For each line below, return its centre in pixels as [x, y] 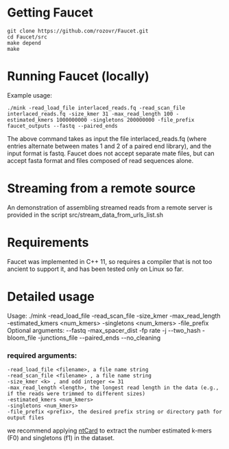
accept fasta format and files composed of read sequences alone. [100, 160]
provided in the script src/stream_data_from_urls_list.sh [85, 215]
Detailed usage [51, 296]
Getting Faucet [50, 13]
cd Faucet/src [27, 37]
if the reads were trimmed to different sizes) [76, 393]
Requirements [48, 243]
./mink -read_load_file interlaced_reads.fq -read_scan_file [96, 108]
